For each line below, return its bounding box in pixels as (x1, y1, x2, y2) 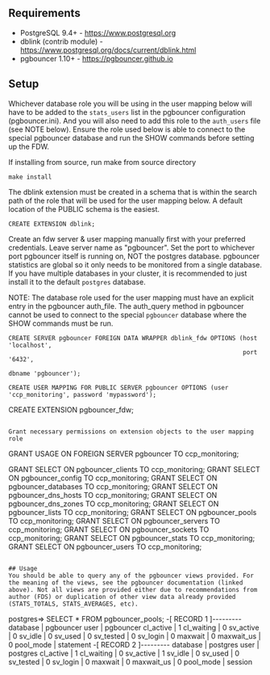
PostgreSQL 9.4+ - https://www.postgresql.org (19, 27, 177, 37)
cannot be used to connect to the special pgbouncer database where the (8, 310, 247, 319)
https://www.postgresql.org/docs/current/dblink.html (19, 44, 197, 55)
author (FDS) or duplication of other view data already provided (8, 593, 236, 601)
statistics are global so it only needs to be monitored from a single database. (8, 259, 263, 269)
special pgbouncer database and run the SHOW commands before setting (8, 133, 255, 142)
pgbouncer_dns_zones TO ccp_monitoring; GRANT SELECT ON (8, 499, 219, 508)
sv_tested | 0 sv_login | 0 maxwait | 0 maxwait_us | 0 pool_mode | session (8, 656, 253, 666)
